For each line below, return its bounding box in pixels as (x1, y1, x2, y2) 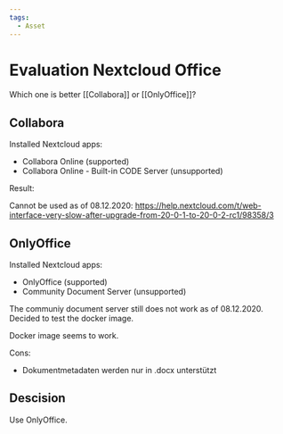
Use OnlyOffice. (9, 414, 69, 425)
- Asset (17, 21, 46, 30)
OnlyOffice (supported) (21, 277, 109, 288)
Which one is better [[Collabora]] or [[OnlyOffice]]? (9, 89, 197, 100)
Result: (9, 183, 35, 194)
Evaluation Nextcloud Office (9, 60, 222, 80)
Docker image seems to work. (9, 330, 119, 341)
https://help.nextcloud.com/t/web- (134, 200, 263, 211)
